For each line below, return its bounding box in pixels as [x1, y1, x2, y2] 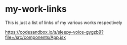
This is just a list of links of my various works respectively [5, 20, 123, 25]
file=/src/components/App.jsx [5, 34, 66, 40]
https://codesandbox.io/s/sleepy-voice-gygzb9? [5, 29, 104, 35]
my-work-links [5, 3, 67, 15]
